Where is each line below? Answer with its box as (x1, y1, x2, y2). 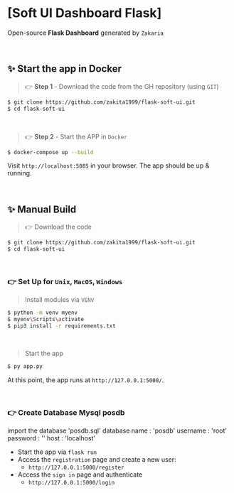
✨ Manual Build (7, 203, 77, 215)
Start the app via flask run (17, 448, 97, 456)
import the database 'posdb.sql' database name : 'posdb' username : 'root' (7, 426, 228, 435)
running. (7, 169, 32, 178)
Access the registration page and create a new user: (17, 455, 176, 464)
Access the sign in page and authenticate (17, 470, 143, 479)
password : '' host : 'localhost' (7, 434, 96, 443)
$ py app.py (7, 362, 43, 370)
